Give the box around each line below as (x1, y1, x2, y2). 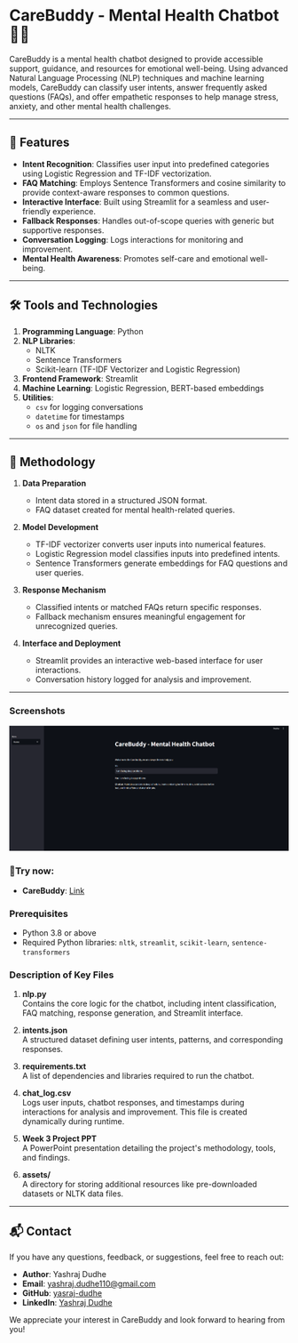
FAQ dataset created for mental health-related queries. (35, 504, 235, 516)
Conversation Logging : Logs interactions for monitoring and (21, 234, 244, 245)
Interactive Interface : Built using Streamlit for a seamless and (21, 197, 248, 207)
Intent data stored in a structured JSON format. (35, 495, 208, 506)
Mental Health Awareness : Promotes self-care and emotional (21, 253, 248, 263)
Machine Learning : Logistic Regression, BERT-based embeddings (21, 382, 264, 393)
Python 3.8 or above (21, 927, 97, 938)
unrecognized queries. (35, 621, 118, 631)
